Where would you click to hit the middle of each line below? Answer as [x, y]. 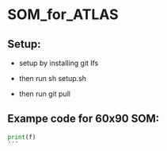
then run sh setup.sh [53, 78]
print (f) [22, 137]
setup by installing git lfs [59, 63]
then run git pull [44, 94]
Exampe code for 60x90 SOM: [83, 119]
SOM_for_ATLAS [63, 15]
